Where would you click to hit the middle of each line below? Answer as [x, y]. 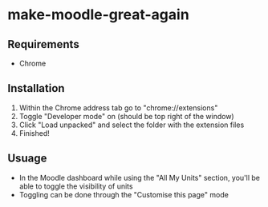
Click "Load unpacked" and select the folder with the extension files [132, 125]
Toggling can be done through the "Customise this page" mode [124, 194]
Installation [36, 88]
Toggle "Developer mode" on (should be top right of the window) [126, 116]
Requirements [43, 44]
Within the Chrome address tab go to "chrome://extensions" [118, 107]
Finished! [34, 133]
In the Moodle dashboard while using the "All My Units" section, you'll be [140, 177]
